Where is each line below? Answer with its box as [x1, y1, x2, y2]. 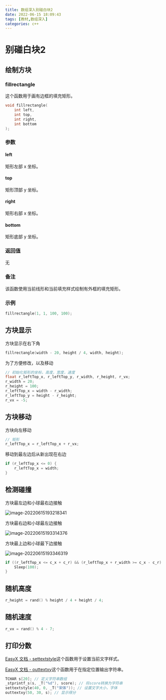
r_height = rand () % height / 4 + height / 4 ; [5, 598, 104, 603]
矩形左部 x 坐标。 [5, 163, 41, 169]
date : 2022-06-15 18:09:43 [5, 12, 61, 17]
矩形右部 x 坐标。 [5, 210, 41, 216]
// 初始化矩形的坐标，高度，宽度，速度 [5, 370, 75, 375]
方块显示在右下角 [5, 340, 40, 346]
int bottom [14, 121, 37, 126]
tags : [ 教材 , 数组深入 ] [5, 16, 48, 21]
